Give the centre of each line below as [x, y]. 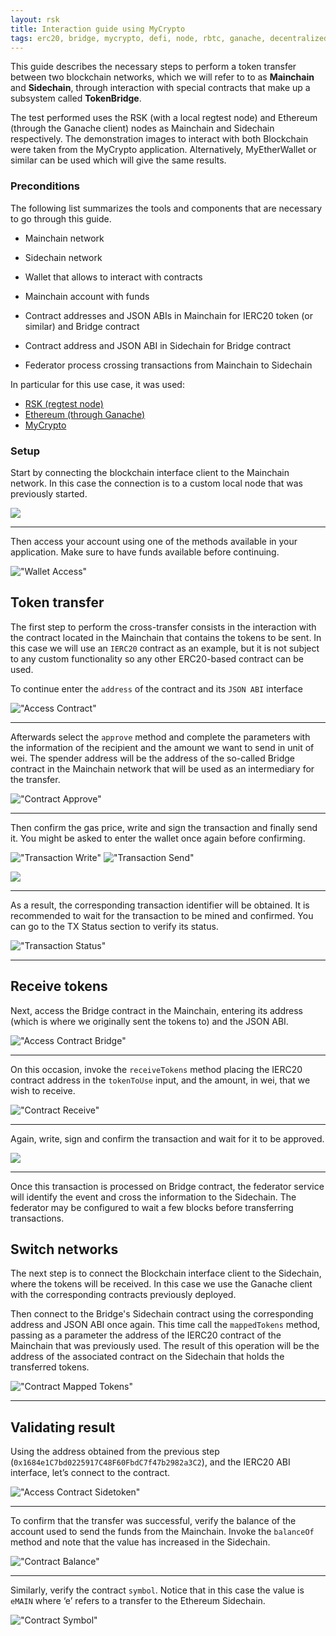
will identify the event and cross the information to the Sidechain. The [153, 1197]
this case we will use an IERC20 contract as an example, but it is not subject [165, 648]
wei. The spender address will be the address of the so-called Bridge [152, 758]
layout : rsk [35, 19]
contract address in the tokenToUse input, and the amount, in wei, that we [160, 1080]
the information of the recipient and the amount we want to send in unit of [162, 747]
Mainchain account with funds [87, 296]
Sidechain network [63, 257]
